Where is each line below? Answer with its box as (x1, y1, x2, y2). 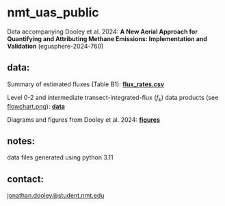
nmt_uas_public (7, 5, 99, 21)
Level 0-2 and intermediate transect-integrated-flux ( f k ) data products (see (7, 93, 219, 103)
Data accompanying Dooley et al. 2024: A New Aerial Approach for (7, 27, 198, 36)
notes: (7, 135, 36, 146)
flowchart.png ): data (7, 102, 65, 110)
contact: (7, 173, 44, 185)
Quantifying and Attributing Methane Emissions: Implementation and (7, 34, 207, 42)
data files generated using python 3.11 (7, 153, 114, 162)
